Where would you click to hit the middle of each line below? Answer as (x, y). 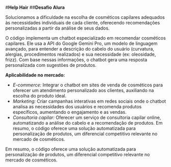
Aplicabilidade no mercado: (35, 75)
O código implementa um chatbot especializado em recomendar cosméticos (86, 38)
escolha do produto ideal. (40, 96)
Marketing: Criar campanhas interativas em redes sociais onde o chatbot (89, 101)
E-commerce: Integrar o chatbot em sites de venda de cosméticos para (88, 85)
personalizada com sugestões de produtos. (51, 65)
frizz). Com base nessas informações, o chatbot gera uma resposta (76, 60)
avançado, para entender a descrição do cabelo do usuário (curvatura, (80, 49)
